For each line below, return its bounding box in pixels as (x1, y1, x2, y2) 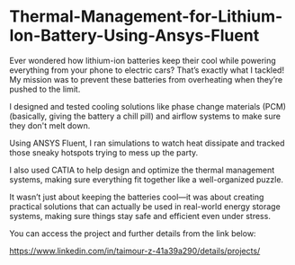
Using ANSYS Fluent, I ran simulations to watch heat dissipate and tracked (9, 137, 285, 148)
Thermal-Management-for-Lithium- (9, 6, 283, 27)
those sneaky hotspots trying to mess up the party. (9, 146, 199, 158)
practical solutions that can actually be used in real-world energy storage (9, 200, 281, 212)
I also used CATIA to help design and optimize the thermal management (9, 164, 275, 175)
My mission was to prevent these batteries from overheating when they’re (9, 74, 283, 84)
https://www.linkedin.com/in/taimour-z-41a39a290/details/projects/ (9, 245, 261, 256)
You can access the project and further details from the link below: (9, 227, 256, 239)
